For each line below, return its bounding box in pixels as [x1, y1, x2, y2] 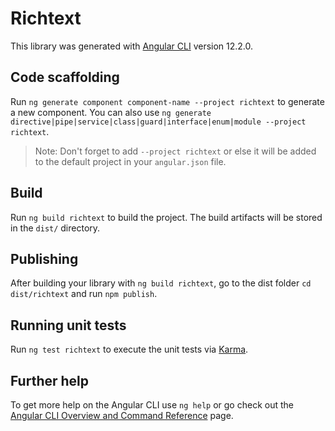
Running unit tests [10, 317, 127, 334]
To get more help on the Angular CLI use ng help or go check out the [10, 399, 294, 411]
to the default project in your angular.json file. [34, 155, 227, 167]
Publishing [10, 250, 79, 267]
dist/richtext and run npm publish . [10, 288, 158, 300]
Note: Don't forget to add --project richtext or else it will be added [34, 145, 317, 157]
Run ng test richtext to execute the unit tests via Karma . [10, 343, 249, 356]
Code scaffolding [10, 69, 120, 86]
